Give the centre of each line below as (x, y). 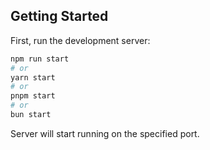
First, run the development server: (80, 40)
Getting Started (59, 16)
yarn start (33, 77)
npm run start (40, 59)
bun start (31, 115)
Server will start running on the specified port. (105, 133)
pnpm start (33, 96)
